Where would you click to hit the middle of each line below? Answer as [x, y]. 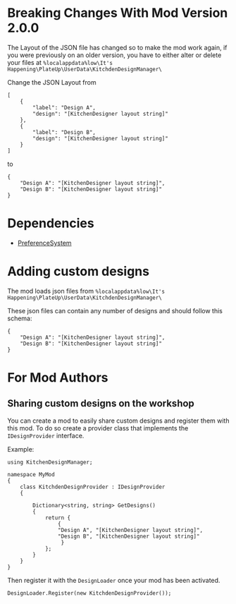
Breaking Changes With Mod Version [118, 13]
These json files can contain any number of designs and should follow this [115, 310]
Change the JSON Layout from [52, 82]
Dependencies [51, 223]
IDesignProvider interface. [46, 435]
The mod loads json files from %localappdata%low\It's [86, 291]
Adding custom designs [79, 271]
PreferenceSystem [44, 243]
